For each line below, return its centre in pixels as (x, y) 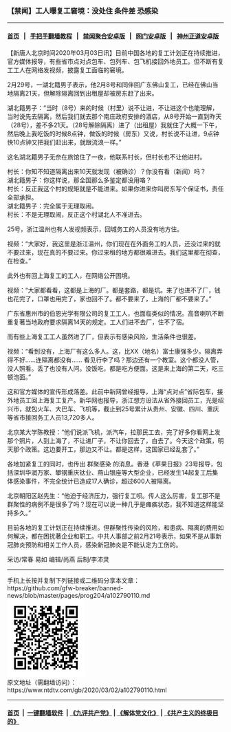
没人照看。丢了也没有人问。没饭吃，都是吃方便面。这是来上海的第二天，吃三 (115, 368)
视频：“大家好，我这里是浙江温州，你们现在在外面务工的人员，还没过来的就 (114, 244)
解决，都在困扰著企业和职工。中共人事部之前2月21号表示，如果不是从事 (114, 536)
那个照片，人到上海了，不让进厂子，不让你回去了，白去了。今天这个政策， (112, 440)
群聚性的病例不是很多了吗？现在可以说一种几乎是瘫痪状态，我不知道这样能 (112, 504)
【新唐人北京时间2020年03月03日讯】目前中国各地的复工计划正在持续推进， (115, 52)
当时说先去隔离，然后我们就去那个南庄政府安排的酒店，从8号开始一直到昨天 (114, 116)
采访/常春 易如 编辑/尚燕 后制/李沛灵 (58, 559)
